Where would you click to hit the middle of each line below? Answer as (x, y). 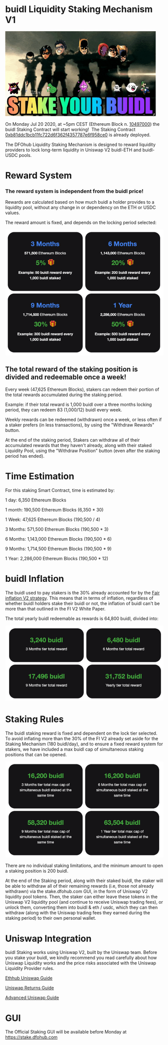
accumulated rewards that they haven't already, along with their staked (78, 445)
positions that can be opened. (36, 755)
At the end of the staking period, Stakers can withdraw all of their (72, 440)
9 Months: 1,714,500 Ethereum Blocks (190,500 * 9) (58, 549)
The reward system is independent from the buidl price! (74, 191)
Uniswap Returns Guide (30, 988)
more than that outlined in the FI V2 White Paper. (55, 608)
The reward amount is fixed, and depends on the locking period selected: (81, 223)
